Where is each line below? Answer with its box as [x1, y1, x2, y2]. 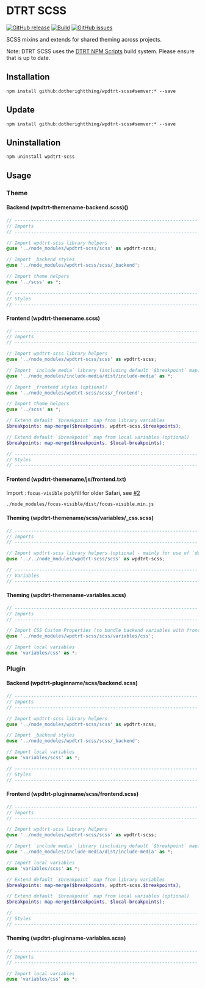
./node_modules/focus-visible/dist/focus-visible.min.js [6, 501, 154, 507]
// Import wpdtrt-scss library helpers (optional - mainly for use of [6, 550, 190, 557]
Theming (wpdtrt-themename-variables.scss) [6, 592, 126, 599]
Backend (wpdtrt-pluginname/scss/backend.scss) [6, 680, 138, 687]
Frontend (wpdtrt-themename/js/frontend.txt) [6, 475, 126, 483]
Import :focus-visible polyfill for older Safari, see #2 [6, 489, 140, 496]
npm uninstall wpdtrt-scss [6, 154, 75, 160]
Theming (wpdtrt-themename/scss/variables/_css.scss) [6, 514, 154, 522]
